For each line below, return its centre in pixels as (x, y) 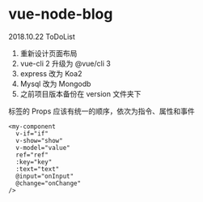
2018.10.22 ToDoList (42, 37)
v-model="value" (43, 148)
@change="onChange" (49, 183)
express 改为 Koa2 (51, 73)
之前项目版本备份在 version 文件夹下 (80, 93)
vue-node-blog (61, 14)
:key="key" (34, 162)
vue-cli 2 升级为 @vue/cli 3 (65, 63)
